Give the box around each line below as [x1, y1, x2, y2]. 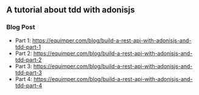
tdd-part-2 [15, 56, 42, 63]
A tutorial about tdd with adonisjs [6, 5, 135, 15]
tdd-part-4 [15, 82, 43, 89]
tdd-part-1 [15, 43, 41, 50]
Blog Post [6, 23, 35, 31]
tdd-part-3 [15, 69, 43, 76]
